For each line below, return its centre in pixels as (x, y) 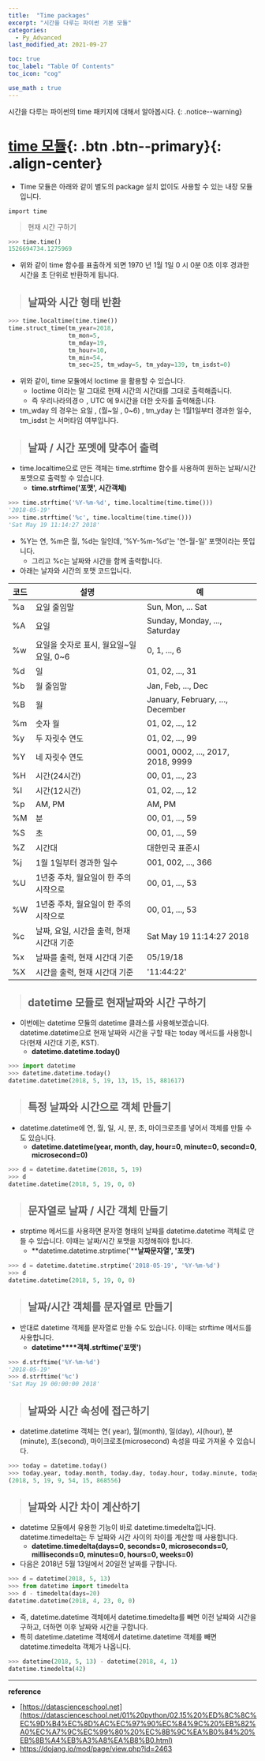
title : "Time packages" (49, 15)
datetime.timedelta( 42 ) (47, 1669)
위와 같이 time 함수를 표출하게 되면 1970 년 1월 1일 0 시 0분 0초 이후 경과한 (134, 265)
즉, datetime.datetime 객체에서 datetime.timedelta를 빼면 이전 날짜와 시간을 (138, 1617)
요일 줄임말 (55, 607)
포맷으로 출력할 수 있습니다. (62, 478)
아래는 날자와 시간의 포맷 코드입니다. (75, 570)
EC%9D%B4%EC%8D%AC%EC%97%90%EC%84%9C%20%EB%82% (138, 1723)
